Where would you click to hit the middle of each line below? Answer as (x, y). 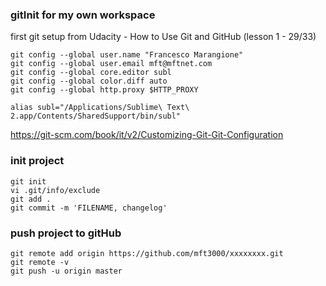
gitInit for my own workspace (83, 15)
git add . (31, 199)
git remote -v (40, 262)
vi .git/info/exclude (55, 190)
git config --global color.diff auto (89, 81)
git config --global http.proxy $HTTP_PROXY (104, 90)
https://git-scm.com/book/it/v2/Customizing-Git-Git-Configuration (147, 135)
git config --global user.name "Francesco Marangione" (127, 55)
